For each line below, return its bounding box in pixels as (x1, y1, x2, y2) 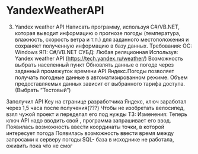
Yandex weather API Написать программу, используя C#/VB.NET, (14, 23, 180, 30)
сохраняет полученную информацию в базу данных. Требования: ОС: (14, 42, 193, 49)
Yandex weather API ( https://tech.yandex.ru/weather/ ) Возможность (14, 55, 184, 62)
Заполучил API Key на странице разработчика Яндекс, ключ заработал (6, 98, 187, 105)
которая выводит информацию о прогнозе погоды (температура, (14, 29, 181, 36)
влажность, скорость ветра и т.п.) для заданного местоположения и (14, 36, 189, 43)
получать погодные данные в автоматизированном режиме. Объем (14, 74, 188, 81)
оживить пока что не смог (6, 142, 73, 149)
